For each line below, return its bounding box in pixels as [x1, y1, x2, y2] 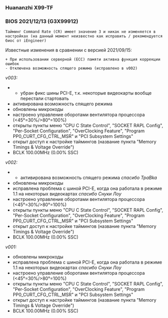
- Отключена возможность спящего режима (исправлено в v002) [5, 66, 138, 71]
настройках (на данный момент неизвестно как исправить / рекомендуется [5, 34, 163, 39]
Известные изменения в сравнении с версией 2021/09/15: [5, 47, 132, 53]
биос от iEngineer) [5, 38, 47, 43]
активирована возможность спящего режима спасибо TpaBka [20, 175, 157, 181]
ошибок [5, 62, 19, 67]
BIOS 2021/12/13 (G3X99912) [5, 17, 78, 24]
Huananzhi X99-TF [5, 4, 53, 11]
